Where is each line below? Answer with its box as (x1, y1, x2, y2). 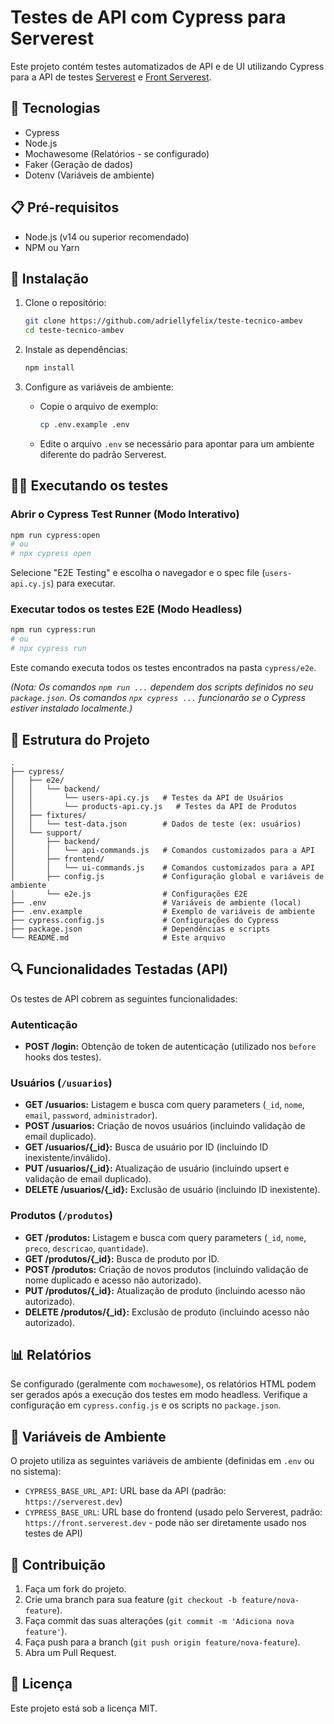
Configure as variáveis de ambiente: (24, 381, 174, 393)
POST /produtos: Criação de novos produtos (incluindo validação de (24, 1263, 309, 1275)
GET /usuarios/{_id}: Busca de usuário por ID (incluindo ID (24, 1141, 269, 1153)
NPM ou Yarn (24, 241, 80, 253)
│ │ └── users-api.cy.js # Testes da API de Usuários (10, 792, 284, 803)
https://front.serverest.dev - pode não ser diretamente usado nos (24, 1517, 307, 1529)
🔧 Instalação (10, 270, 89, 287)
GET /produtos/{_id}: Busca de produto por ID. (24, 1252, 220, 1265)
